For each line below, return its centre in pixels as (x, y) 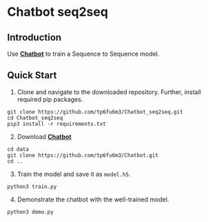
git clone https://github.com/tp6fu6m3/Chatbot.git (83, 155)
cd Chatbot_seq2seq (35, 118)
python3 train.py (32, 186)
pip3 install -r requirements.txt (57, 124)
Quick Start (32, 75)
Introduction (34, 37)
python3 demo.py (30, 212)
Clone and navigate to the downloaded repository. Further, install (109, 92)
